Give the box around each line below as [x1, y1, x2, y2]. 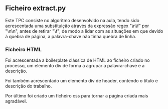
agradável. [5, 98, 27, 104]
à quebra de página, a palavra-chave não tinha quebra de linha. [5, 33, 136, 39]
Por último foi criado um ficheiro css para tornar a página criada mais [5, 93, 148, 99]
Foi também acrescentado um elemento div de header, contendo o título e [5, 78, 158, 84]
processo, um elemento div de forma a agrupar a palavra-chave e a [5, 63, 145, 69]
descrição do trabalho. [5, 83, 52, 89]
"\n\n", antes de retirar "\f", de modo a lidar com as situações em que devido [5, 28, 163, 34]
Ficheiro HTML [5, 46, 42, 53]
